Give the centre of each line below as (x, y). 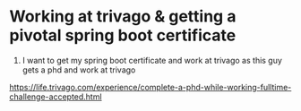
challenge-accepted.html (56, 97)
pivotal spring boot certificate (123, 35)
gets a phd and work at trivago (79, 70)
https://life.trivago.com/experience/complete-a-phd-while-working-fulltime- (150, 87)
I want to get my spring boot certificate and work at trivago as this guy (152, 60)
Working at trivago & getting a (123, 17)
